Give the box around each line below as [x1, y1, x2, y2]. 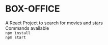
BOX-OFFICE [5, 3, 60, 15]
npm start [5, 35, 26, 40]
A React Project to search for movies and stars [5, 20, 103, 26]
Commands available [5, 25, 49, 31]
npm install [5, 30, 31, 35]
